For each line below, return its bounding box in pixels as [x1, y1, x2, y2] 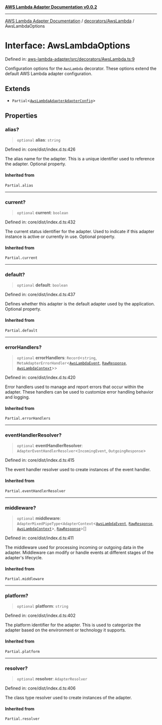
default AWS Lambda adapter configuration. [5, 70, 93, 77]
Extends [5, 85, 30, 93]
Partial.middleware [5, 577, 44, 582]
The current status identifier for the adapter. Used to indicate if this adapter [5, 228, 154, 234]
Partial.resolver [5, 717, 40, 722]
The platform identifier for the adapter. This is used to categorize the [5, 622, 141, 628]
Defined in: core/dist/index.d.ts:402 [5, 613, 76, 618]
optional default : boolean [16, 282, 68, 288]
